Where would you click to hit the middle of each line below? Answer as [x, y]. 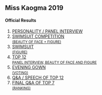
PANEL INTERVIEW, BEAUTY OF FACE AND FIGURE [54, 63]
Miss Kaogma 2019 [34, 8]
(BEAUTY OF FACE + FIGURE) [37, 42]
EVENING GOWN [29, 67]
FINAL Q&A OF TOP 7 [33, 82]
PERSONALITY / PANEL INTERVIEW [47, 31]
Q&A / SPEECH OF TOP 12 [38, 78]
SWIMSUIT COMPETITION [38, 36]
